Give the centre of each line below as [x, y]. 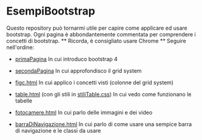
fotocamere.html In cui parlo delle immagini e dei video [84, 112]
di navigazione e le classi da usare [58, 130]
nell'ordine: [20, 47]
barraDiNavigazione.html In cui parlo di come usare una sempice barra [103, 124]
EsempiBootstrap [51, 11]
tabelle [23, 101]
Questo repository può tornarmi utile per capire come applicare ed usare [97, 28]
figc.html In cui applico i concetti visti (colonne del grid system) [94, 82]
